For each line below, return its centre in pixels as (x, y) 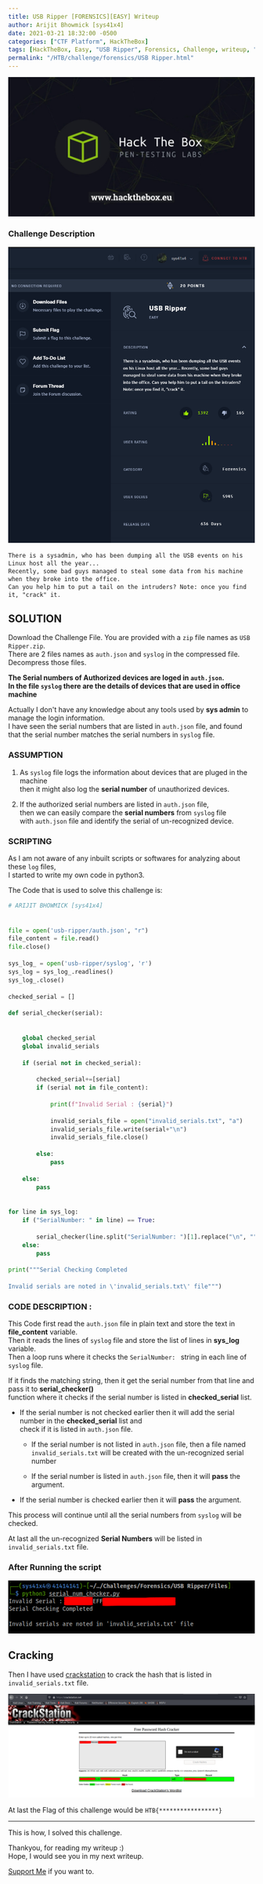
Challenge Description (52, 234)
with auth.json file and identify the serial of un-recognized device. (126, 821)
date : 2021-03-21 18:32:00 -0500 (63, 33)
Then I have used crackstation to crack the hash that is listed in (110, 1674)
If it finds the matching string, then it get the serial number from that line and (131, 1381)
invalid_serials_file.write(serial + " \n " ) (119, 1129)
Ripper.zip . (27, 646)
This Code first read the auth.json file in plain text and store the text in (122, 1324)
